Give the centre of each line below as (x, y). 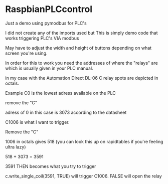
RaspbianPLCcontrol (49, 9)
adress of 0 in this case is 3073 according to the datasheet (66, 112)
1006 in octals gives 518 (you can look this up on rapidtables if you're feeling (84, 141)
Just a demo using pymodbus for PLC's (46, 23)
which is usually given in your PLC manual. (49, 68)
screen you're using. (26, 53)
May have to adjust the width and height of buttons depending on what (78, 48)
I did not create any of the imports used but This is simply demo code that (81, 33)
